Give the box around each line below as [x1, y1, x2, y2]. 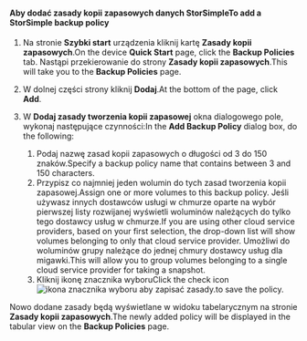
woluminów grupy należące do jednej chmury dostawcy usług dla [36, 245, 283, 256]
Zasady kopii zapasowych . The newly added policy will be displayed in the [9, 311, 291, 323]
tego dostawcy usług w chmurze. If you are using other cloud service [36, 216, 295, 227]
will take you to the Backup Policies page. [22, 67, 182, 77]
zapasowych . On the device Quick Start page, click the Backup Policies [22, 46, 295, 58]
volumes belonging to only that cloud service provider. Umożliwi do [36, 235, 291, 246]
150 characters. [36, 168, 95, 179]
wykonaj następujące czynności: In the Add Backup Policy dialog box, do [22, 121, 298, 132]
